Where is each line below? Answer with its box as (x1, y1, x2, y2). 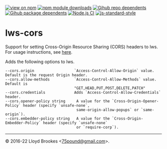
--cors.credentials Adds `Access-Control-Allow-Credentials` (5, 90, 162, 95)
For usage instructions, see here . (5, 49, 73, 55)
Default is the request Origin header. (5, 73, 88, 77)
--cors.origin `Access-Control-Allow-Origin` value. (5, 68, 155, 73)
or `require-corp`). (76, 125, 119, 130)
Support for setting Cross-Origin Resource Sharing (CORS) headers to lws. (5, 44, 158, 50)
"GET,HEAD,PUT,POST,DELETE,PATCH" (74, 85, 146, 90)
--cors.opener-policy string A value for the (5, 98, 110, 104)
